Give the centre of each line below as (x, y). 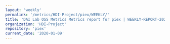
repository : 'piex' (26, 29)
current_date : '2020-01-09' (35, 33)
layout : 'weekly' (24, 10)
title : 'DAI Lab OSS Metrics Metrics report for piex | (65, 19)
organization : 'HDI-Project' (36, 24)
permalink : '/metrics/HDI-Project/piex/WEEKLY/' (57, 15)
